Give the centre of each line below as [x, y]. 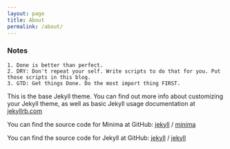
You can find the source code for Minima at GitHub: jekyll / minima [102, 124]
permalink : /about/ [35, 26]
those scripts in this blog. [49, 77]
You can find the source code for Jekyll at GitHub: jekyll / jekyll [97, 138]
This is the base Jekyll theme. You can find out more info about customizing [115, 96]
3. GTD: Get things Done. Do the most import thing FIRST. [94, 83]
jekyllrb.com [25, 111]
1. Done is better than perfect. [55, 65]
